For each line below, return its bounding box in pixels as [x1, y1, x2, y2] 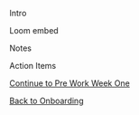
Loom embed [9, 25, 59, 35]
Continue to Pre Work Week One [9, 78, 131, 89]
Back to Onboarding [9, 95, 84, 106]
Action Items [9, 61, 57, 71]
